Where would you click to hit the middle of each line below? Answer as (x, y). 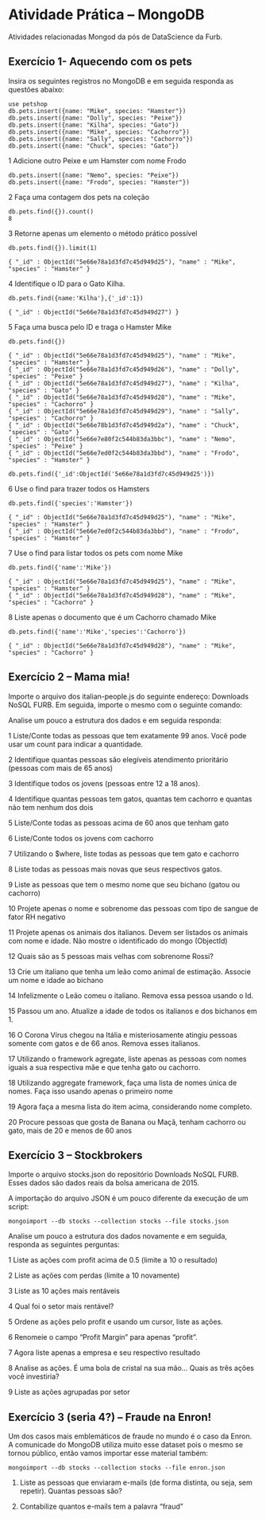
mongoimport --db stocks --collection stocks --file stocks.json (118, 1221)
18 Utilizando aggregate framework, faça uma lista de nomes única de (123, 1082)
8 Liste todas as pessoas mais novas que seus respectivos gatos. (115, 869)
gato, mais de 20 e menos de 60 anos (70, 1130)
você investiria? (34, 1376)
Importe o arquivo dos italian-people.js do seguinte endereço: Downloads (128, 696)
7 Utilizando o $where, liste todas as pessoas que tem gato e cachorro (124, 853)
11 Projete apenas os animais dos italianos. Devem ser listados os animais (128, 932)
